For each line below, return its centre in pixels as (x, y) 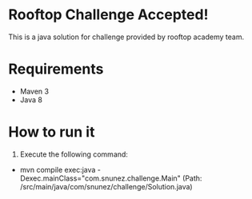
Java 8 (31, 99)
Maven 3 (34, 91)
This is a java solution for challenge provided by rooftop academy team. (126, 37)
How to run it (52, 132)
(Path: (192, 178)
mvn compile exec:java (58, 169)
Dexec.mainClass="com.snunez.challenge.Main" (100, 178)
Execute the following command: (74, 154)
